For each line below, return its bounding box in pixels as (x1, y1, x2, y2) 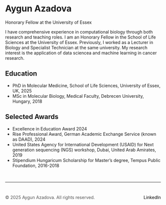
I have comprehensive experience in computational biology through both (5, 29, 153, 35)
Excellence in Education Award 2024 (12, 125, 87, 131)
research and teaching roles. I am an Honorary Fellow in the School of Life (5, 34, 156, 40)
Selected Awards (5, 113, 59, 121)
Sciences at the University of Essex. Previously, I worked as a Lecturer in (5, 39, 154, 45)
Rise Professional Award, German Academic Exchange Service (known (12, 131, 157, 137)
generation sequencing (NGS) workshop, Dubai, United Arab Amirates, (12, 147, 157, 153)
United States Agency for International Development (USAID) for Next (12, 141, 154, 147)
